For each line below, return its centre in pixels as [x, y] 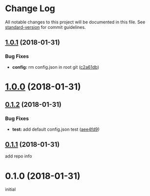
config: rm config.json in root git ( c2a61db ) [55, 67]
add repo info [19, 156]
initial [11, 189]
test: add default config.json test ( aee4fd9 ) [56, 129]
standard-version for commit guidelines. [45, 27]
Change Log [30, 9]
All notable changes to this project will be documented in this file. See [75, 22]
